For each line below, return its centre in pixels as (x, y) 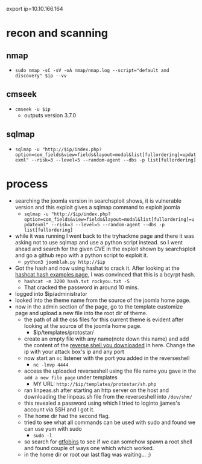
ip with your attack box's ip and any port (74, 351)
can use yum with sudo (53, 428)
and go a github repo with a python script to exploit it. (81, 255)
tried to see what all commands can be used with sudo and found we (110, 422)
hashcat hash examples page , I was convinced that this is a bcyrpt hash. (105, 274)
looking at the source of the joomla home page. (83, 325)
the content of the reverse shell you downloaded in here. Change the (109, 345)
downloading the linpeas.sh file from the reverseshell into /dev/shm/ (108, 396)
